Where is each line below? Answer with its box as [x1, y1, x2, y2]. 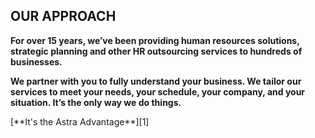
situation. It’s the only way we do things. [10, 96, 182, 108]
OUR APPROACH [10, 8, 117, 25]
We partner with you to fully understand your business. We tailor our [10, 75, 302, 87]
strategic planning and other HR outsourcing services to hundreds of [10, 45, 303, 57]
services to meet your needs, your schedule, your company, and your [10, 85, 306, 98]
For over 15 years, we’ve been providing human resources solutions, [10, 34, 300, 46]
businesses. [10, 55, 63, 68]
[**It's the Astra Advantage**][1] [10, 115, 150, 128]
